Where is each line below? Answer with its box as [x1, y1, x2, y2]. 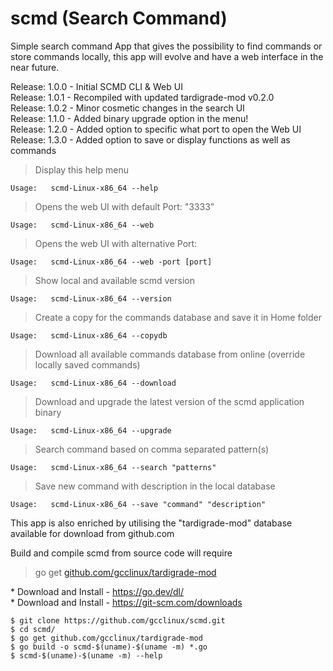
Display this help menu [34, 163, 129, 176]
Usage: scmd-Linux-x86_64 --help [10, 183, 159, 193]
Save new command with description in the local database [34, 480, 276, 492]
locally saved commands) [34, 358, 141, 371]
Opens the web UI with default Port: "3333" [34, 200, 215, 212]
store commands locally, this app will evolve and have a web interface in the [10, 50, 324, 62]
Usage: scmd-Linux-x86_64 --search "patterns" [10, 462, 217, 472]
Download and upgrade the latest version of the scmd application [34, 395, 305, 407]
